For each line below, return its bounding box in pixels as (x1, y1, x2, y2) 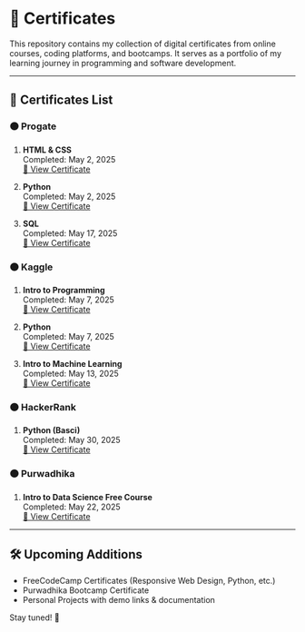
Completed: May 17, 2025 (22, 227, 118, 239)
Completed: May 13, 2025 (22, 368, 120, 379)
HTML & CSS (22, 144, 73, 155)
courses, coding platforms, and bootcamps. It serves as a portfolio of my (9, 47, 281, 58)
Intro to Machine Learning (22, 358, 123, 369)
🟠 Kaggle (9, 261, 54, 273)
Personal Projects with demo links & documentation (22, 595, 216, 606)
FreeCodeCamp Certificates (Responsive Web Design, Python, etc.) (22, 576, 276, 587)
